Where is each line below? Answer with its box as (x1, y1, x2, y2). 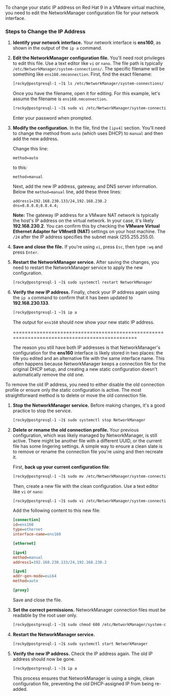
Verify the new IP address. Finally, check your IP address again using (12, 289, 160, 295)
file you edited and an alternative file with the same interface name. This (12, 355, 165, 361)
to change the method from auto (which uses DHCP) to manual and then (12, 130, 163, 137)
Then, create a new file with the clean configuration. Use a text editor (12, 483, 159, 489)
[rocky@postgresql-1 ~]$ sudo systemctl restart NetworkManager (12, 280, 153, 285)
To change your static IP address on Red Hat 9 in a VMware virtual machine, (5, 5, 165, 10)
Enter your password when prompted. (12, 115, 93, 121)
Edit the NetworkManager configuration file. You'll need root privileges (12, 55, 165, 61)
